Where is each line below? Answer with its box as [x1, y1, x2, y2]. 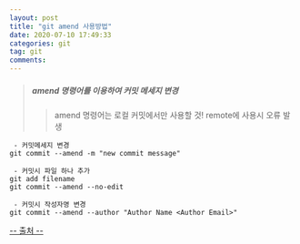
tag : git [9, 47, 43, 56]
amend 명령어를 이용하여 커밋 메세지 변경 [31, 85, 179, 96]
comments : [9, 56, 47, 65]
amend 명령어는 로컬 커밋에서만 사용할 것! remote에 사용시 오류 [54, 109, 282, 120]
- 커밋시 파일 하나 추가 [13, 166, 91, 176]
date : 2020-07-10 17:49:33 [9, 30, 112, 39]
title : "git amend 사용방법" [9, 22, 112, 31]
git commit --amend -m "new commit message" [9, 148, 181, 158]
